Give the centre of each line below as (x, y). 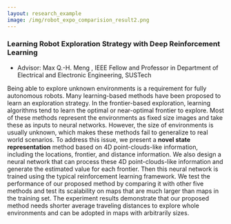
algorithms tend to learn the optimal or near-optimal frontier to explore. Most (115, 110)
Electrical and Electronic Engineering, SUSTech (84, 75)
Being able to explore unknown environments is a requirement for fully (107, 88)
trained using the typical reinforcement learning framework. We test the (109, 176)
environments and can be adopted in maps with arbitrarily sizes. (98, 213)
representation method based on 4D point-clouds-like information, (103, 147)
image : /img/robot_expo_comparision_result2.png (78, 20)
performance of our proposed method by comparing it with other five (106, 183)
